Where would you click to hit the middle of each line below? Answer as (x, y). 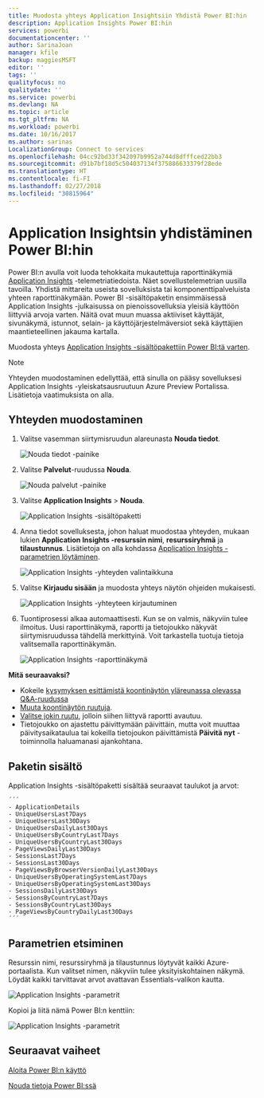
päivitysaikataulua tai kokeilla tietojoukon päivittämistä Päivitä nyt (128, 733)
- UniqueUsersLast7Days (48, 814)
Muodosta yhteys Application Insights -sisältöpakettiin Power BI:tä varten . (129, 347)
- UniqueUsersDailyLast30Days (58, 828)
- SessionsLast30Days (44, 863)
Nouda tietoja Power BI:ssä (52, 1085)
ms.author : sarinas (41, 142)
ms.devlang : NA (33, 104)
